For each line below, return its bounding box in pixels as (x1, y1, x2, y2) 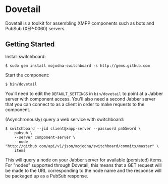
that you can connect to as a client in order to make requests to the (5, 101, 145, 107)
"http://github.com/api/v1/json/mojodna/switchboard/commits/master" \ (5, 143, 159, 149)
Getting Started (5, 40, 55, 49)
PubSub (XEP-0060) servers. (5, 25, 66, 31)
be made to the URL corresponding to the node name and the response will (5, 167, 162, 173)
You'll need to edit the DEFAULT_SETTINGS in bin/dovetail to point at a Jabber (5, 90, 163, 97)
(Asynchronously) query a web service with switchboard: (5, 116, 125, 122)
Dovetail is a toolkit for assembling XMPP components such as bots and (5, 20, 155, 26)
